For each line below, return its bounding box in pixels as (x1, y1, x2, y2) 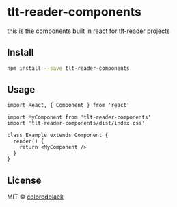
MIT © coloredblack (7, 193, 64, 201)
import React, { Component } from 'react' (7, 102, 130, 109)
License (7, 174, 42, 186)
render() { (13, 138, 44, 145)
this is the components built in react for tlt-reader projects (7, 27, 170, 35)
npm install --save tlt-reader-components (7, 64, 130, 72)
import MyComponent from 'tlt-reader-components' (7, 114, 152, 121)
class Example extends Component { (7, 132, 109, 139)
